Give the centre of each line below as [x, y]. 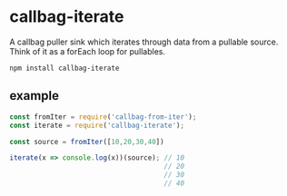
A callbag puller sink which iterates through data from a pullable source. [144, 42]
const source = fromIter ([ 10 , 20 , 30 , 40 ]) [87, 142]
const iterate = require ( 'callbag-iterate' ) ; [97, 125]
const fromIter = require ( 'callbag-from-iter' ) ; [103, 117]
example [35, 96]
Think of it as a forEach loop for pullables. [88, 51]
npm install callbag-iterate [64, 68]
